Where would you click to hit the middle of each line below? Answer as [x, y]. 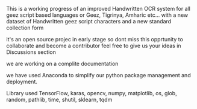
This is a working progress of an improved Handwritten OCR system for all [98, 9]
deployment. [22, 81]
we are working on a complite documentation [62, 63]
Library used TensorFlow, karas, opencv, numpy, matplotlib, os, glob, [92, 93]
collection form [25, 28]
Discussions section [31, 52]
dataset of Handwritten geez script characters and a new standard [89, 21]
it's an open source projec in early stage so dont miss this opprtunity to [95, 39]
